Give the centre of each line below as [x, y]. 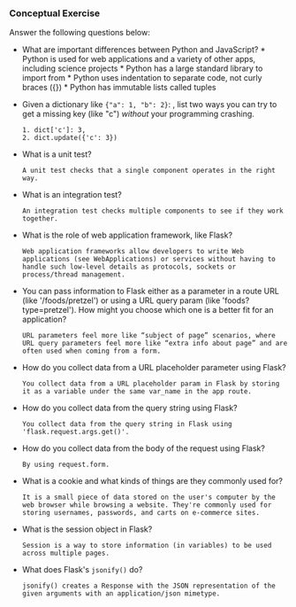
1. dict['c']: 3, [54, 130]
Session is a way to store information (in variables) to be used [147, 546]
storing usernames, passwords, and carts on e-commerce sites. [141, 513]
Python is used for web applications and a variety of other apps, [139, 59]
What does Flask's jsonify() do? [82, 570]
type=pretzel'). [49, 310]
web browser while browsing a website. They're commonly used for [147, 505]
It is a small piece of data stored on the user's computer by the [148, 498]
